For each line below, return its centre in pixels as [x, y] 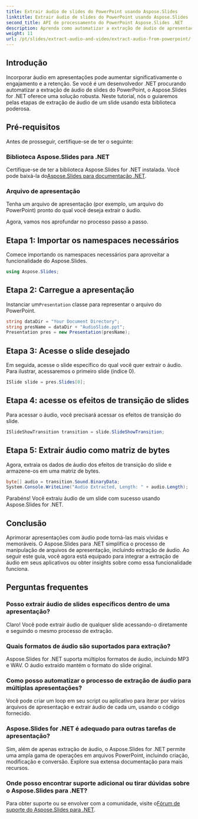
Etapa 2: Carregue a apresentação [70, 290]
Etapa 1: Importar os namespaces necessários [93, 240]
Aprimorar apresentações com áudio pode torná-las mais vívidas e [87, 538]
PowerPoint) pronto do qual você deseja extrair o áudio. [74, 210]
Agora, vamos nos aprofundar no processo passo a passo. [77, 222]
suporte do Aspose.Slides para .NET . [51, 810]
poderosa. [19, 108]
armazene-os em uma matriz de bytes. [53, 471]
